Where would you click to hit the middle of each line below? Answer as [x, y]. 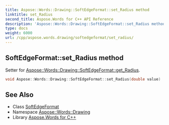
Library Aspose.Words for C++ [44, 117]
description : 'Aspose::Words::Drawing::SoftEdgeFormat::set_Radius [77, 24]
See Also [19, 95]
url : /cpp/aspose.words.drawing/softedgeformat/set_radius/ [70, 38]
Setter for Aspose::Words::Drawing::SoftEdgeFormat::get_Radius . [73, 70]
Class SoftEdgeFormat [36, 107]
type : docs [17, 28]
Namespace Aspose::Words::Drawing [51, 112]
